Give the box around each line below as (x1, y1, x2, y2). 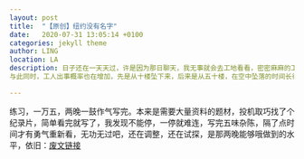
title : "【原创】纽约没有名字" (9, 22, 118, 31)
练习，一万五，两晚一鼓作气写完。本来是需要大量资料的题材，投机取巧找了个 (9, 106, 295, 117)
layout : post (9, 13, 59, 23)
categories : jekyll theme (9, 38, 107, 48)
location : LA (9, 55, 59, 64)
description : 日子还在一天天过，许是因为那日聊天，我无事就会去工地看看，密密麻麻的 (9, 64, 291, 73)
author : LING (9, 47, 59, 56)
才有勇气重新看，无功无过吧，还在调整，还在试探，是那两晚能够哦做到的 (16, 128, 287, 139)
